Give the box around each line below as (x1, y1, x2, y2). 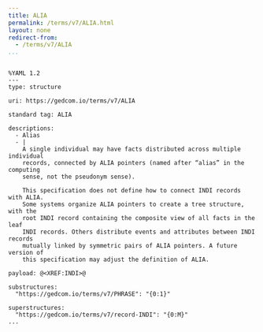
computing (8, 166, 41, 174)
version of (8, 249, 44, 257)
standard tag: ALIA (8, 111, 72, 119)
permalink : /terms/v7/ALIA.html (8, 19, 114, 27)
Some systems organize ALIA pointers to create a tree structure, (22, 200, 245, 209)
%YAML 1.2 (8, 69, 41, 77)
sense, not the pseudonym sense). (22, 173, 135, 181)
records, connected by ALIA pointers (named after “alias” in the (22, 159, 245, 167)
